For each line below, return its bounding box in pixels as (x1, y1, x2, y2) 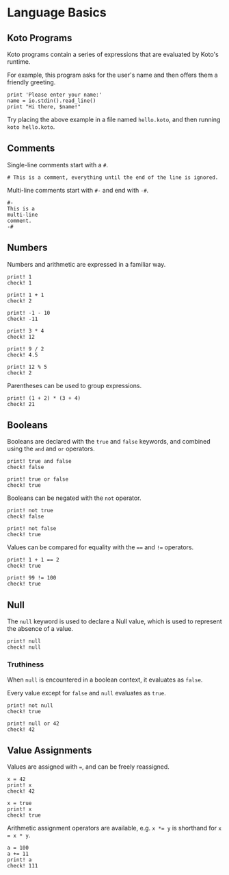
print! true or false (7, 476, 69, 483)
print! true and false (7, 458, 72, 465)
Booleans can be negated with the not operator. (7, 494, 142, 502)
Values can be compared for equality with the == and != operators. (7, 543, 194, 551)
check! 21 (7, 400, 36, 407)
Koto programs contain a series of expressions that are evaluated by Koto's (7, 50, 219, 58)
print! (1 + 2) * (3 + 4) (7, 394, 81, 402)
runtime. (7, 58, 31, 66)
